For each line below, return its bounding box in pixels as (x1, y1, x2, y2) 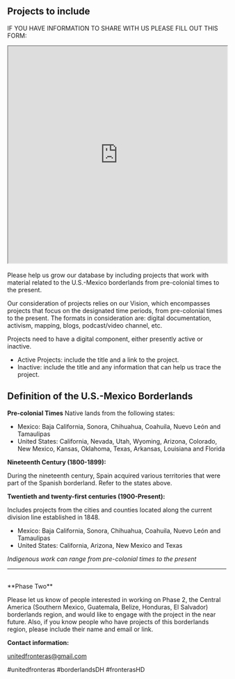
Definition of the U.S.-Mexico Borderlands (7, 390, 193, 402)
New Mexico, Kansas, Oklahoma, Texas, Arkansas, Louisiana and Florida (17, 444, 225, 453)
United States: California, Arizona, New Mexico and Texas (17, 541, 183, 549)
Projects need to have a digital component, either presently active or (7, 335, 204, 343)
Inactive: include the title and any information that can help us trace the (17, 362, 221, 371)
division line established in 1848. (7, 513, 100, 521)
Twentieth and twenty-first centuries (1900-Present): (7, 492, 165, 501)
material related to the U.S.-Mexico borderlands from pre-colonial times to (7, 278, 220, 287)
